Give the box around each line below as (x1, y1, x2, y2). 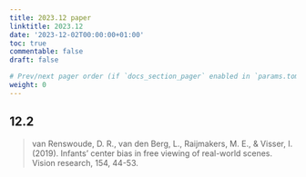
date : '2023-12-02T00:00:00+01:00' (9, 30, 145, 39)
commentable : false (9, 47, 84, 56)
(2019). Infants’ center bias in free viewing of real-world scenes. (31, 147, 273, 159)
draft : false (9, 55, 59, 64)
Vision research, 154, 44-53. (31, 157, 139, 168)
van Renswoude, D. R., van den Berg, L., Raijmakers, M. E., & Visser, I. (31, 138, 293, 149)
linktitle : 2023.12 (9, 22, 84, 31)
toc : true (9, 38, 47, 48)
